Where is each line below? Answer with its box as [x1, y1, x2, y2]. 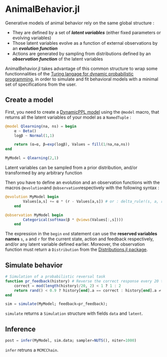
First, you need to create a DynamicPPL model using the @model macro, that [5, 109, 160, 115]
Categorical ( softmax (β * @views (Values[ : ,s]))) [23, 217, 123, 222]
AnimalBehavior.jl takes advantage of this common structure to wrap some [5, 66, 158, 71]
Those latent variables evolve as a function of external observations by [12, 40, 158, 46]
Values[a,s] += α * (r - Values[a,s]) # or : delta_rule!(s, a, [23, 199, 159, 204]
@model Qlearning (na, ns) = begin [5, 124, 77, 129]
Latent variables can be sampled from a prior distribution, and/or [5, 165, 138, 170]
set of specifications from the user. [5, 81, 77, 87]
